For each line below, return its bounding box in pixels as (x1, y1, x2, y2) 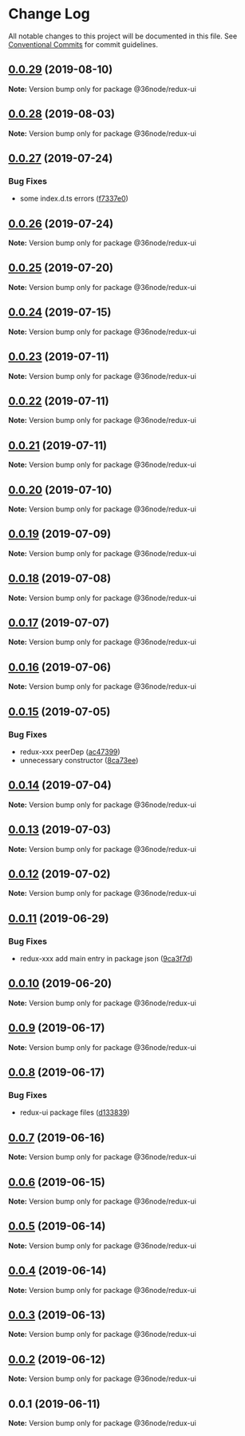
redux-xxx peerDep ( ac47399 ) (19, 746, 121, 756)
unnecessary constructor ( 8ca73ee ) (19, 755, 139, 765)
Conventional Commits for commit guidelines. (8, 39, 158, 49)
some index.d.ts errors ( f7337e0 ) (19, 193, 129, 204)
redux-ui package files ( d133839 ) (19, 1108, 130, 1117)
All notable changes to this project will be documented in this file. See (8, 31, 238, 41)
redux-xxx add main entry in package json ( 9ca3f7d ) (19, 954, 193, 963)
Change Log (8, 5, 90, 23)
